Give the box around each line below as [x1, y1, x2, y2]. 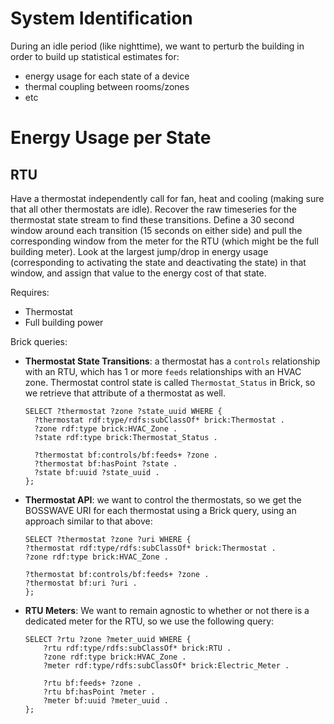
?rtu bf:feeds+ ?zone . [43, 678, 142, 688]
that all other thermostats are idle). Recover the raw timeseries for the [10, 203, 297, 215]
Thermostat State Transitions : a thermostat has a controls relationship [24, 355, 321, 367]
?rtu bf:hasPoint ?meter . [43, 687, 156, 697]
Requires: [10, 286, 50, 298]
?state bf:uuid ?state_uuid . [34, 467, 160, 477]
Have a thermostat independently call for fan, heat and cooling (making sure [10, 192, 325, 204]
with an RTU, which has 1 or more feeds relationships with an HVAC [24, 365, 302, 377]
